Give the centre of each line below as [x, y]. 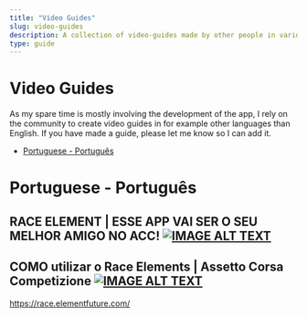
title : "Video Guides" [53, 18]
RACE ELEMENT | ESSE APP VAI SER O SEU [134, 222]
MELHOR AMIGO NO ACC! [85, 235]
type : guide [32, 43]
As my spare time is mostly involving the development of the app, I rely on [148, 114]
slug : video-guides [47, 26]
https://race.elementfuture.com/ [70, 303]
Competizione [50, 281]
